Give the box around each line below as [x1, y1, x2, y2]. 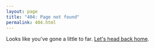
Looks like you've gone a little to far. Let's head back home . [6, 36, 150, 43]
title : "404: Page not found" [6, 14, 80, 20]
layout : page [6, 8, 38, 15]
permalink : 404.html [6, 19, 57, 25]
